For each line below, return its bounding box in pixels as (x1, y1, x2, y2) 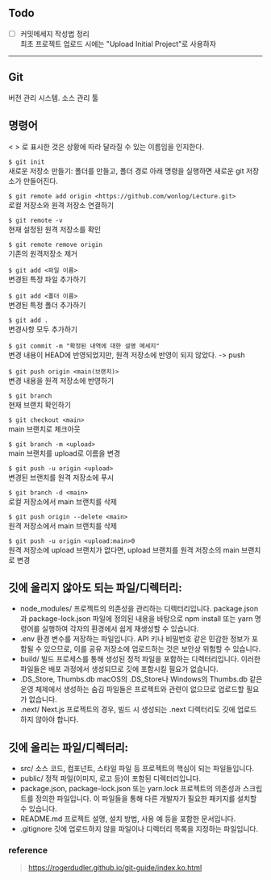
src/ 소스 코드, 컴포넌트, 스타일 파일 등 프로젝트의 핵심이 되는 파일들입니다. (19, 764, 255, 774)
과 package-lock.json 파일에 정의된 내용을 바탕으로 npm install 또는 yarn (19, 614, 253, 624)
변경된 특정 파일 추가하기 (8, 274, 86, 284)
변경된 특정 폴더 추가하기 (8, 300, 86, 310)
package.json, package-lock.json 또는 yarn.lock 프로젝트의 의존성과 (19, 784, 241, 794)
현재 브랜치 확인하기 (8, 399, 71, 410)
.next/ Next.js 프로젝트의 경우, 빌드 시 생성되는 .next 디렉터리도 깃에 (19, 705, 236, 715)
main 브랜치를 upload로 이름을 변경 (8, 448, 121, 458)
